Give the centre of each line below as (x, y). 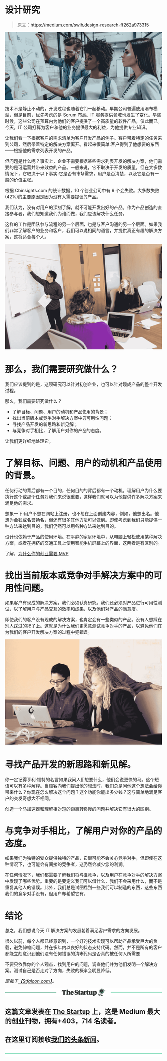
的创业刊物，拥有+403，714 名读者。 (63, 1021)
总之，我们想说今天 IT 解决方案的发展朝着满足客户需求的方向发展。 (74, 931)
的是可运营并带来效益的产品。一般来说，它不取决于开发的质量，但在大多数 (85, 167)
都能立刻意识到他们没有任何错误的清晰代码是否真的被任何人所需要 (73, 954)
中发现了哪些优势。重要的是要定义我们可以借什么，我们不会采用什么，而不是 (83, 881)
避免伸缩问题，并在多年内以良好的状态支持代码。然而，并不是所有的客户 (88, 947)
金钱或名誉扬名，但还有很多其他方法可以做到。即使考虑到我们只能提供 (85, 520)
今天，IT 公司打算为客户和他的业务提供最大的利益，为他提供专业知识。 (78, 127)
